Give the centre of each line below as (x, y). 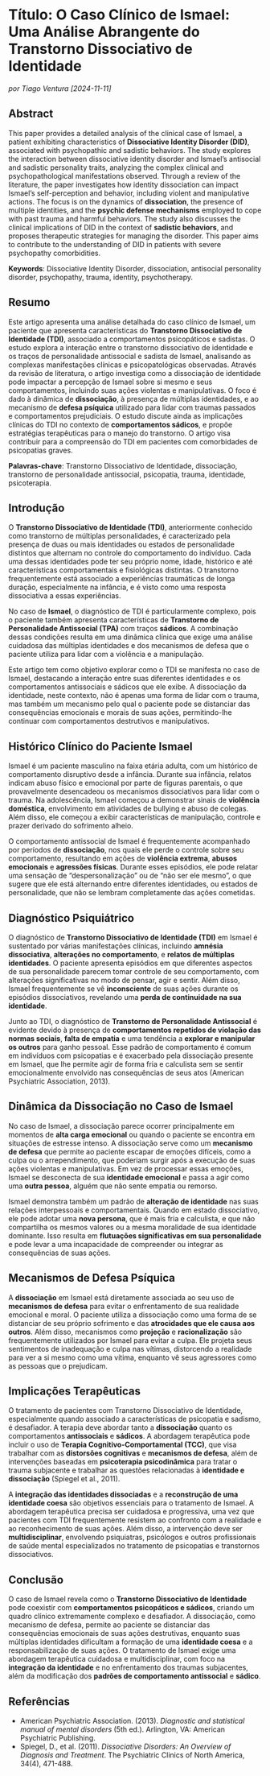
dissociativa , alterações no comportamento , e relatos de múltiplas (122, 954)
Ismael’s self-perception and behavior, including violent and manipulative (129, 193)
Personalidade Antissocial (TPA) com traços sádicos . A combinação (123, 629)
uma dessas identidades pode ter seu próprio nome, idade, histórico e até (131, 562)
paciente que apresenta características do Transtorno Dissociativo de (125, 330)
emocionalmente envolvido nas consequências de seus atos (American (126, 1073)
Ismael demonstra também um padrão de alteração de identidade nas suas (133, 1201)
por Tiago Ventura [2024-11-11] (60, 88)
